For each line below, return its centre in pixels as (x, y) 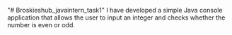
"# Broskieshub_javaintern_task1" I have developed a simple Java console (115, 10)
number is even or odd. (41, 25)
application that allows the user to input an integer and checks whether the (116, 17)
